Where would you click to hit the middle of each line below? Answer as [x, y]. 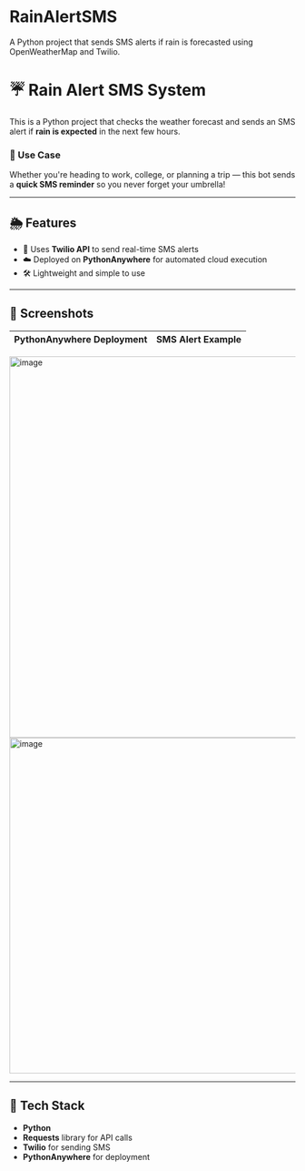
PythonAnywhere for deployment [86, 1156]
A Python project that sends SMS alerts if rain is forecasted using [132, 42]
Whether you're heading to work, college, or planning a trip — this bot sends [152, 175]
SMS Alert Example [199, 339]
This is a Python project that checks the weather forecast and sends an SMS [152, 121]
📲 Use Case [35, 155]
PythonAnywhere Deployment [81, 339]
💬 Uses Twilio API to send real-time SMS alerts [111, 249]
